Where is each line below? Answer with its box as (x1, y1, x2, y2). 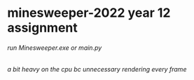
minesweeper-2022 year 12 (7, 5, 171, 21)
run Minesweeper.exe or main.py (7, 44, 102, 52)
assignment (7, 20, 78, 36)
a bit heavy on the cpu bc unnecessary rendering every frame (7, 65, 187, 74)
